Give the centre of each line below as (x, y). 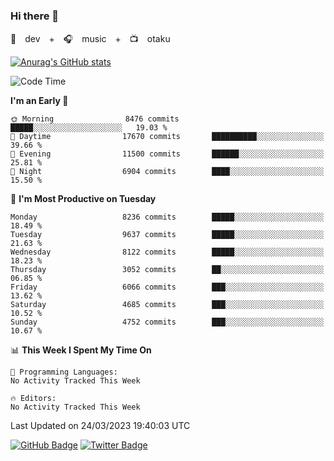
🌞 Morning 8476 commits (95, 119)
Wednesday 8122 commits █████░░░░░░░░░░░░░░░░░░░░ (167, 252)
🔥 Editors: (33, 399)
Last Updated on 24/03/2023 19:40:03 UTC (100, 426)
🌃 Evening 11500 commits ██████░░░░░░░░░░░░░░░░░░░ (167, 154)
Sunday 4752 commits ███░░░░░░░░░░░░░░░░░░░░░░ (167, 322)
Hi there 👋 (35, 16)
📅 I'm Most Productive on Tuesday (83, 199)
